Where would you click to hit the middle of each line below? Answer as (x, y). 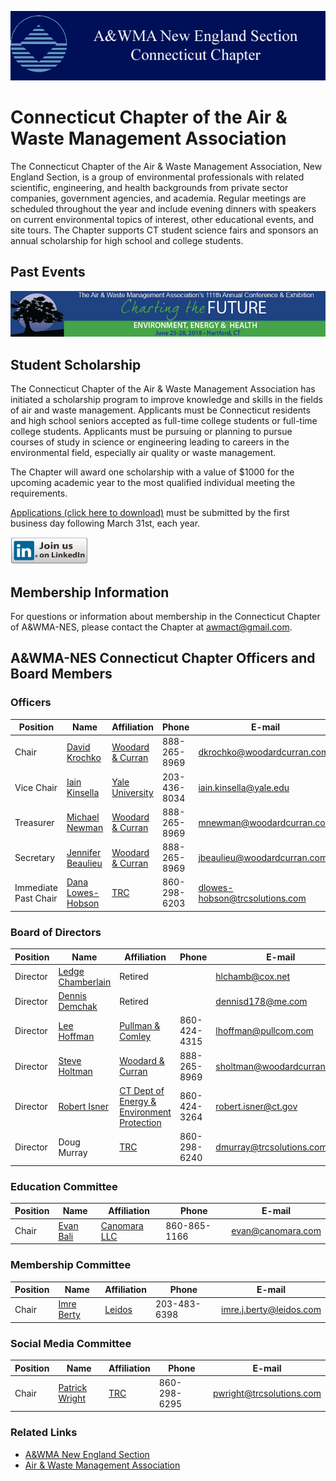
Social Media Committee (71, 1343)
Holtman (75, 1072)
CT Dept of (142, 1090)
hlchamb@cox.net (252, 977)
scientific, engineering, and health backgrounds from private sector (149, 187)
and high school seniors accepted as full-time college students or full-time (164, 421)
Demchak (78, 1007)
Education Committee (64, 1186)
